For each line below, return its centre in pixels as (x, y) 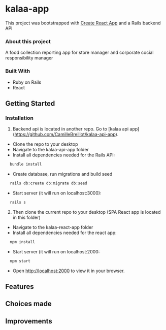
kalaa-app (27, 9)
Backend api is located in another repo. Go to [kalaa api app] (76, 129)
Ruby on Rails (27, 82)
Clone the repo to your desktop (45, 144)
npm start (20, 261)
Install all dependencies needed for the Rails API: (64, 155)
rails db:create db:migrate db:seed (48, 183)
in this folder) (26, 217)
